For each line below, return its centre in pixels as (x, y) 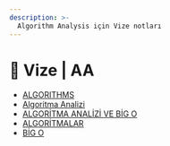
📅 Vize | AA (52, 70)
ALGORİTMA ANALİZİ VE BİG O (80, 114)
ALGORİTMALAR (53, 124)
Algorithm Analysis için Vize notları (90, 26)
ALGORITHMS (48, 95)
